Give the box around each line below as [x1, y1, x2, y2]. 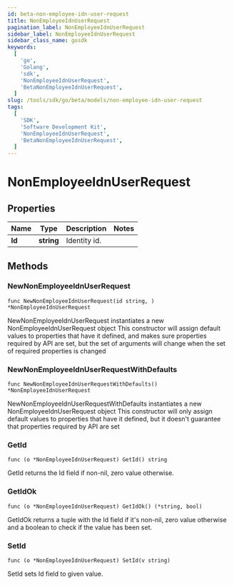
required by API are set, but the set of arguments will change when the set [7, 339, 226, 347]
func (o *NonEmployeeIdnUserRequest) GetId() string [7, 456, 168, 464]
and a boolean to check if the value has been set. [7, 523, 153, 531]
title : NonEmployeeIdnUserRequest [7, 17, 111, 24]
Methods [7, 260, 49, 272]
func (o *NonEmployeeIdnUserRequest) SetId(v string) [7, 557, 171, 564]
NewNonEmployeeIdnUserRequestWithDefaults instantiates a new [7, 399, 202, 408]
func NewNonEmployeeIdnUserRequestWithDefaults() [7, 381, 158, 388]
